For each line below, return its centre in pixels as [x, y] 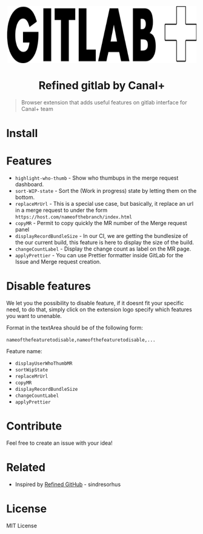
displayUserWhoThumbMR [44, 363]
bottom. [25, 197]
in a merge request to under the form [61, 210]
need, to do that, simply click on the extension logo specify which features [99, 309]
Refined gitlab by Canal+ [102, 86]
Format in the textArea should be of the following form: [75, 328]
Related [26, 468]
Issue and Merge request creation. [58, 262]
